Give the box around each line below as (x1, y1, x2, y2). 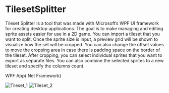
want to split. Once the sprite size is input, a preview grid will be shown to (5, 36, 158, 42)
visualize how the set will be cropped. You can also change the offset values (5, 41, 164, 47)
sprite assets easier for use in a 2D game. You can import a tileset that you (5, 31, 160, 37)
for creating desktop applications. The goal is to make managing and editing (5, 25, 163, 31)
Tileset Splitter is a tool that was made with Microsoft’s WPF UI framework (5, 20, 159, 26)
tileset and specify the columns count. (5, 63, 85, 69)
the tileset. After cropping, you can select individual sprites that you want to (5, 52, 162, 58)
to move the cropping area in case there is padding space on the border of (5, 47, 160, 53)
